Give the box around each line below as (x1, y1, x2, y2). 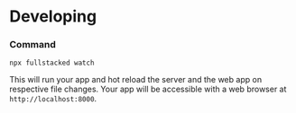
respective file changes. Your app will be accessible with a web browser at (9, 83, 287, 95)
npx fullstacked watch (9, 58, 95, 68)
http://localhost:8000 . (9, 93, 97, 104)
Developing (9, 6, 97, 27)
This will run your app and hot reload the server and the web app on (9, 74, 263, 85)
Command (9, 39, 56, 51)
